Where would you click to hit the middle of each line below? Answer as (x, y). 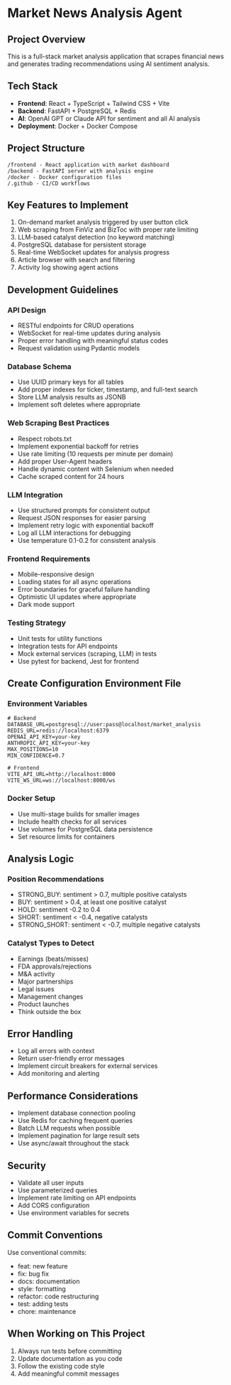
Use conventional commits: (47, 1252)
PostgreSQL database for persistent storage (82, 245)
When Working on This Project (76, 1334)
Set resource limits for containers (66, 836)
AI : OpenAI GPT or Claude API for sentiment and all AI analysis (109, 118)
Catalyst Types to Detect (51, 943)
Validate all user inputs (51, 1183)
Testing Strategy (36, 623)
